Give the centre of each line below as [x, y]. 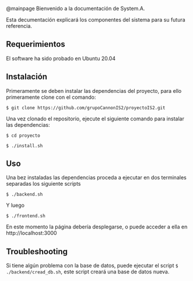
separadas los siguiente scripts [43, 184]
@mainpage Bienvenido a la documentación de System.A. [76, 8]
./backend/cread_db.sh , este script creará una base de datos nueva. [88, 272]
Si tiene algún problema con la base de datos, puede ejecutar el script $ [92, 266]
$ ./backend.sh [24, 195]
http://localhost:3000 [31, 233]
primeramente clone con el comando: [51, 97]
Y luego [15, 205]
